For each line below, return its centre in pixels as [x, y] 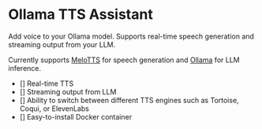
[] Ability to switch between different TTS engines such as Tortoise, [129, 100]
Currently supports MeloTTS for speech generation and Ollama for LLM [124, 60]
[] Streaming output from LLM [68, 91]
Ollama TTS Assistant [81, 15]
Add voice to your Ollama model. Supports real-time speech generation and [131, 36]
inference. [25, 68]
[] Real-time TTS [47, 83]
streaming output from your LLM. [62, 44]
